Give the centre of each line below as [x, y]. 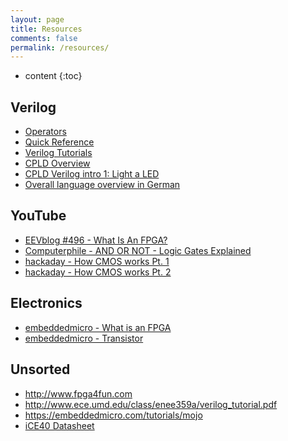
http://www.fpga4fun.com [78, 393]
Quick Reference [59, 142]
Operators [45, 132]
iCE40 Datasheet [59, 425]
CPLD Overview [57, 163]
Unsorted [40, 369]
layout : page [37, 19]
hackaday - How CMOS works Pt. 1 [97, 261]
